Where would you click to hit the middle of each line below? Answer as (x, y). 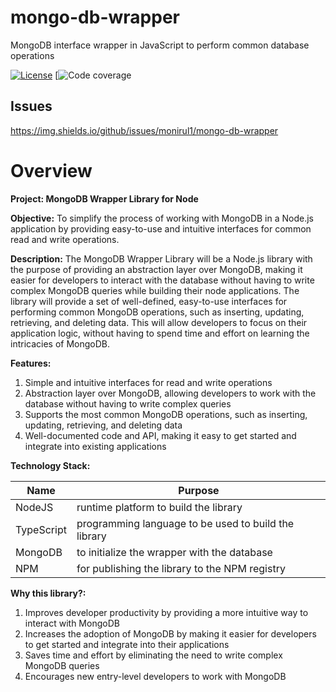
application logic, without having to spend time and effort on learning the (160, 333)
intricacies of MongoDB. (60, 343)
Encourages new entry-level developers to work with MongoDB (155, 676)
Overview (51, 170)
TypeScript (41, 529)
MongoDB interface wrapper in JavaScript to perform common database (160, 45)
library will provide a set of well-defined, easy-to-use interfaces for (149, 301)
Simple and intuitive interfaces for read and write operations (148, 382)
